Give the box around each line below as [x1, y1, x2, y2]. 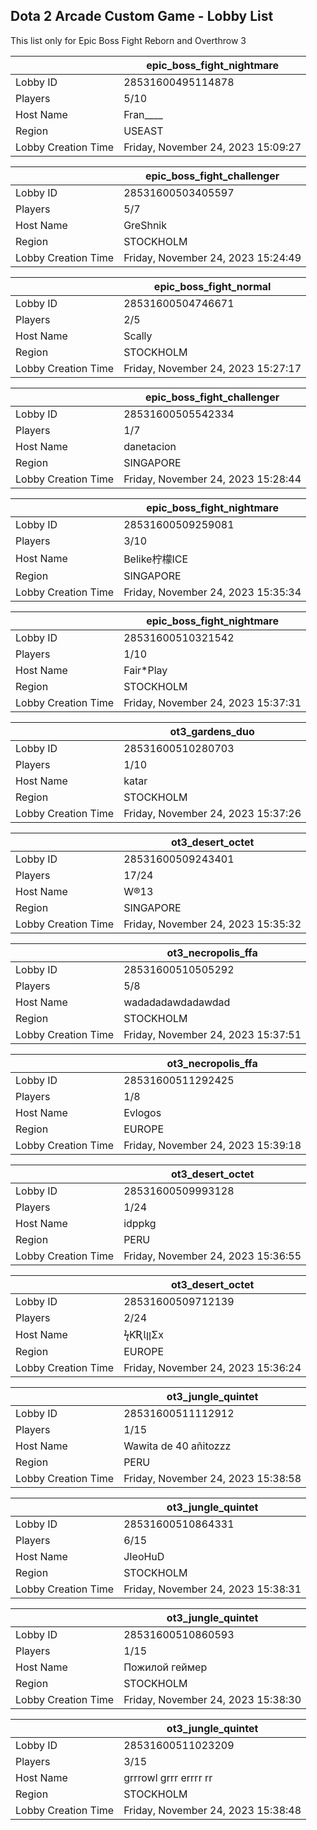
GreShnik [123, 218, 167, 232]
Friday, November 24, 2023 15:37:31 [123, 695, 302, 709]
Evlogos [123, 1105, 162, 1119]
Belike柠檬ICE [123, 552, 189, 566]
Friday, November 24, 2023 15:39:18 [123, 1138, 302, 1152]
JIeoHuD [123, 1549, 165, 1563]
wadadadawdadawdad [123, 995, 231, 1009]
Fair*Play [123, 663, 168, 677]
